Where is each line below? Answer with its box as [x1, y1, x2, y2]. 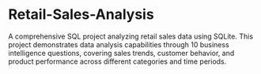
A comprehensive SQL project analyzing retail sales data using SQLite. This [8, 31, 254, 41]
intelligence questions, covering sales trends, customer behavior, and [8, 48, 235, 57]
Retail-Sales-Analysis [8, 6, 154, 24]
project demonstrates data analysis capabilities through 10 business [8, 39, 229, 49]
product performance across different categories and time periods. [8, 57, 227, 66]
